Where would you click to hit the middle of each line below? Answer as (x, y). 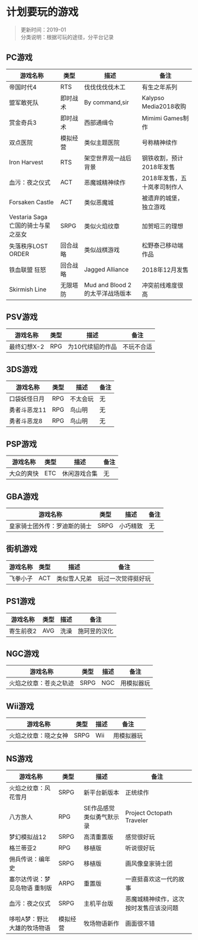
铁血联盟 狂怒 (28, 270)
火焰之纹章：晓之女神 (39, 736)
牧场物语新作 (101, 923)
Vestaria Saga (28, 217)
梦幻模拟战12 (28, 837)
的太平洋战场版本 (108, 293)
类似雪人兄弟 (74, 579)
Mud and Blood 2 (108, 285)
